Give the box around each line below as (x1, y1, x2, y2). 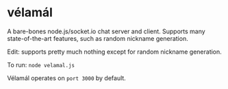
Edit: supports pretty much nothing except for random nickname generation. (7, 48, 223, 56)
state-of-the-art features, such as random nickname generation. (7, 34, 188, 42)
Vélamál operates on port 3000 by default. (7, 73, 127, 82)
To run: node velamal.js (7, 60, 75, 69)
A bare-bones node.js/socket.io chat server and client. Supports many (7, 27, 205, 35)
